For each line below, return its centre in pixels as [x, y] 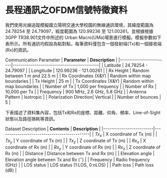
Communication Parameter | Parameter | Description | [61, 60]
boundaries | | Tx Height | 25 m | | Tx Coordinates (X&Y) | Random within [80, 81]
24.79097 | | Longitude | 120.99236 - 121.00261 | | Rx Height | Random [77, 70]
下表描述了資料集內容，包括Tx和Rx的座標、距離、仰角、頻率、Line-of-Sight [83, 112]
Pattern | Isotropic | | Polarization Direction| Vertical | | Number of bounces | [83, 97]
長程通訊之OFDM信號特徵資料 [67, 10]
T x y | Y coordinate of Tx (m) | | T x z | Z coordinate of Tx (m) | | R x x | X [76, 141]
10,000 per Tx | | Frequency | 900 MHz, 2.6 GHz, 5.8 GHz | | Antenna [76, 91]
